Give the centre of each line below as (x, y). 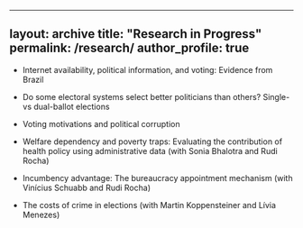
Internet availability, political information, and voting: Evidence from (147, 69)
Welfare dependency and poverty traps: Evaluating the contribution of (152, 141)
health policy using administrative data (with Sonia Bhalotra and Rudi (150, 150)
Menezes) (41, 214)
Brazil (33, 79)
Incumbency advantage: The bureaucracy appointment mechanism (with (157, 178)
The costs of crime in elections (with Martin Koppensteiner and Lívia (149, 205)
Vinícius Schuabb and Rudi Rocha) (87, 187)
